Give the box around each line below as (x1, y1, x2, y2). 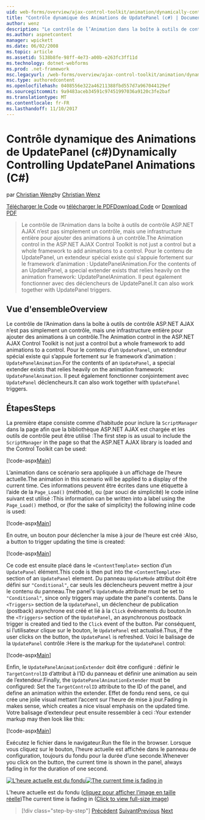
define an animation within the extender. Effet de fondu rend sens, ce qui (6, 689, 189, 697)
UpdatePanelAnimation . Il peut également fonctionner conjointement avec (6, 372, 189, 380)
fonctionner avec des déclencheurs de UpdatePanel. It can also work (21, 279, 194, 287)
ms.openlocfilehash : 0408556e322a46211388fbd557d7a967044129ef (6, 83, 171, 89)
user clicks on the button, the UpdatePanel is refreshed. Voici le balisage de (6, 633, 195, 641)
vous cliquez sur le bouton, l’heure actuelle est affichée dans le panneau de (6, 745, 196, 753)
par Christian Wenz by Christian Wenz (6, 191, 101, 199)
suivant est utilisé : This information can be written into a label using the (6, 495, 185, 502)
